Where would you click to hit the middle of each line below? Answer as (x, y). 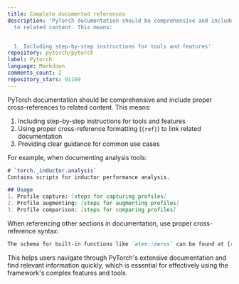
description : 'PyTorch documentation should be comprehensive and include (121, 21)
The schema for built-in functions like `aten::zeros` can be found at (116, 244)
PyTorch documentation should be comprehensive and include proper (110, 100)
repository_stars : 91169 (44, 79)
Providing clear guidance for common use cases (89, 144)
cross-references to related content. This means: (79, 107)
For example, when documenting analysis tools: (77, 157)
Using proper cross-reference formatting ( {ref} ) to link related (109, 128)
